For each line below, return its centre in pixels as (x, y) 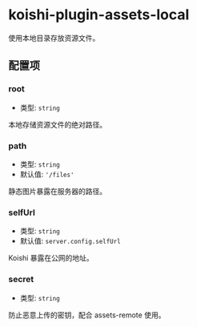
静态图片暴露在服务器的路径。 (57, 191)
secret (21, 280)
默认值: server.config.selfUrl (70, 241)
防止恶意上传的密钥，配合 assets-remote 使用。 (87, 315)
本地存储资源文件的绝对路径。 (57, 124)
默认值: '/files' (47, 174)
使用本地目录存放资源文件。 (54, 38)
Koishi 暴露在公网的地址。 (51, 258)
